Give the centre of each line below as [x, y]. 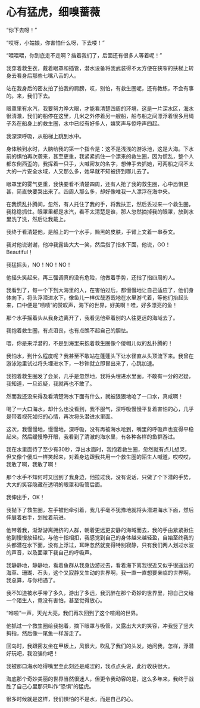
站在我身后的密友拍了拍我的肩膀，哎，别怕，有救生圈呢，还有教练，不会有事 [100, 88]
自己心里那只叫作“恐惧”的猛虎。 [55, 686]
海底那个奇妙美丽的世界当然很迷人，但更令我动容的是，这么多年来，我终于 [97, 679]
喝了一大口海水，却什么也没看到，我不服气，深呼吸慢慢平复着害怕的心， [95, 409]
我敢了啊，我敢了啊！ [32, 464]
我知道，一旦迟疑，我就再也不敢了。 [51, 383]
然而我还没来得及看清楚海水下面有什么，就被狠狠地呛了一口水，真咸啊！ [95, 396]
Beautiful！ [20, 252]
